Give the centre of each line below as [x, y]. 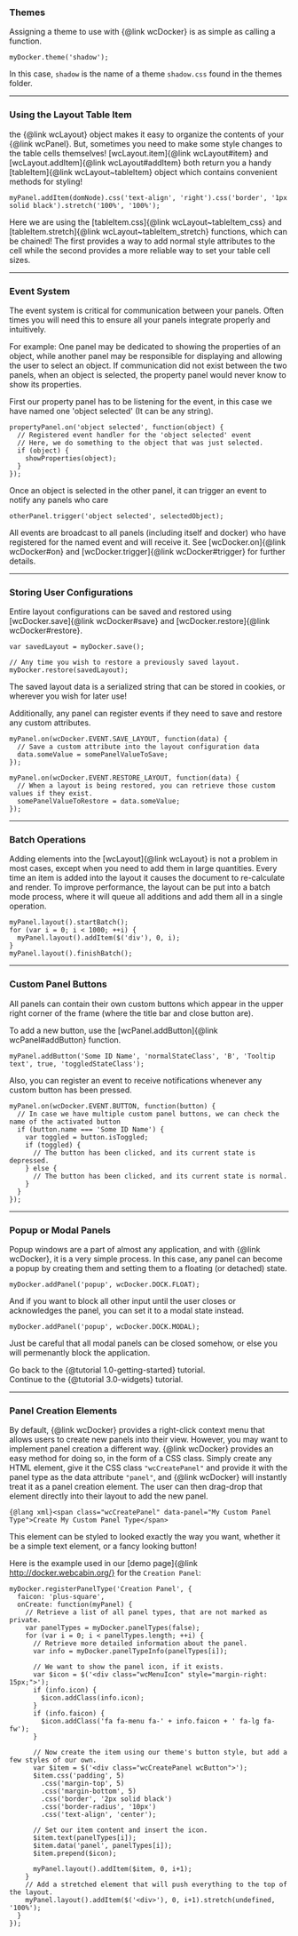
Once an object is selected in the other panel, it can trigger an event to [138, 490]
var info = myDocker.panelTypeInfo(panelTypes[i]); [130, 1652]
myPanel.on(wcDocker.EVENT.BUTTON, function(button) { [113, 1106]
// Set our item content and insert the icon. [120, 1830]
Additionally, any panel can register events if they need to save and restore [146, 714]
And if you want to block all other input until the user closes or [123, 1301]
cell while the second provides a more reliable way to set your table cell [140, 250]
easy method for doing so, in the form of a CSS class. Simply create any [141, 1459]
